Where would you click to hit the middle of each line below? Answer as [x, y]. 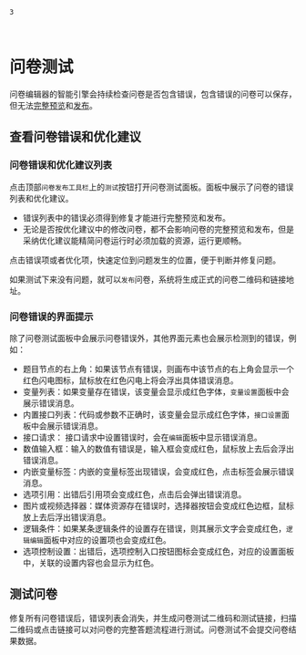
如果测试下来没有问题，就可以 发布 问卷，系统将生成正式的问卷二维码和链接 [148, 279]
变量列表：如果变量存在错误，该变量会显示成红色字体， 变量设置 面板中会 [156, 391]
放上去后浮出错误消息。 [66, 517]
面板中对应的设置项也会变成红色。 [107, 540]
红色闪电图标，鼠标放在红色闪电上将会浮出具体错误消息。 [130, 380]
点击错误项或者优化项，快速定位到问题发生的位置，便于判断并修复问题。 [145, 260]
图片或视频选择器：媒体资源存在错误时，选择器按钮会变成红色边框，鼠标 [158, 505]
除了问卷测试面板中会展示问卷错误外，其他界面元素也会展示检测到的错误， [149, 338]
